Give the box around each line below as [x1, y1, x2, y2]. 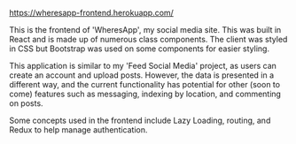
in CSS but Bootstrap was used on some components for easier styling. [9, 43, 270, 54]
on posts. [9, 98, 43, 109]
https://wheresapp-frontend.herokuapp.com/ [9, 8, 175, 18]
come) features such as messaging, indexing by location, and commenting [9, 88, 282, 99]
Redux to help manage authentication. [9, 125, 148, 135]
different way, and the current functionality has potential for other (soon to [9, 80, 281, 89]
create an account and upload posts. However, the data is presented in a [9, 70, 275, 80]
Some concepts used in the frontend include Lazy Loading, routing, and [9, 115, 271, 125]
